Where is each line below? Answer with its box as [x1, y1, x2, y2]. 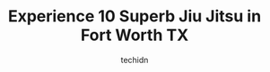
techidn [120, 54, 149, 65]
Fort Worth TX [80, 25, 189, 45]
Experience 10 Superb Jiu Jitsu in [7, 6, 262, 27]
